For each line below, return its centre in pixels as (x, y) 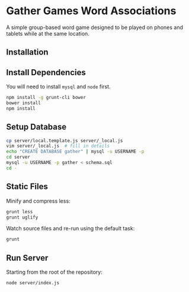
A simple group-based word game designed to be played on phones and (95, 27)
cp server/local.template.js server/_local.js (65, 140)
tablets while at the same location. (48, 33)
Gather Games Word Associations (91, 11)
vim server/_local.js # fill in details (58, 146)
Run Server (27, 258)
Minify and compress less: (38, 201)
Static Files (27, 187)
